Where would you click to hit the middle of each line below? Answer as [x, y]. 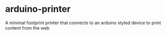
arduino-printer [38, 9]
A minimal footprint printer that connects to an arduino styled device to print [83, 23]
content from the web [27, 28]
